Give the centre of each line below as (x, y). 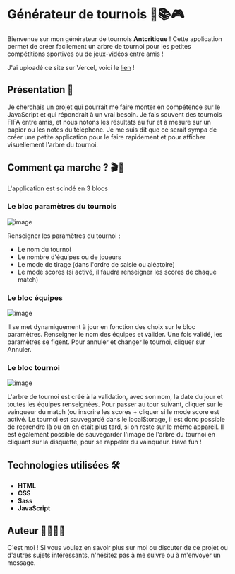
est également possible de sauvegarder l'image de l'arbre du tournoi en (111, 435)
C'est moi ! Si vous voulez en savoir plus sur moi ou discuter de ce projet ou (117, 548)
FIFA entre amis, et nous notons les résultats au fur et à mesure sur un (109, 122)
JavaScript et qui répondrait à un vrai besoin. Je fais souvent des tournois (115, 114)
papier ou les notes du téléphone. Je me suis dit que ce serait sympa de (112, 130)
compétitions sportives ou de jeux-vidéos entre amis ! (85, 54)
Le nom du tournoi (44, 249)
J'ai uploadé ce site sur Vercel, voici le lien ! (71, 67)
